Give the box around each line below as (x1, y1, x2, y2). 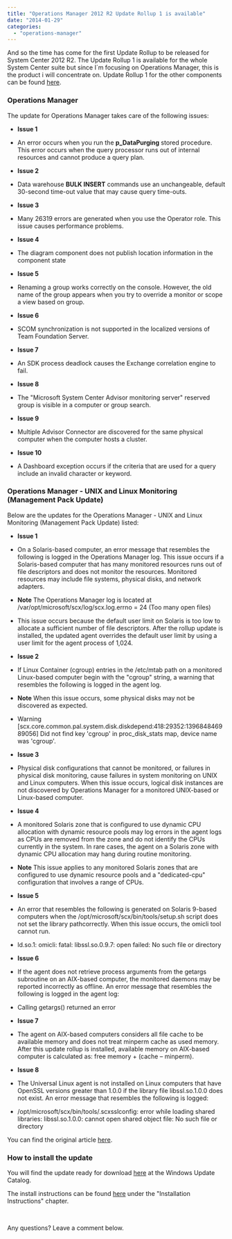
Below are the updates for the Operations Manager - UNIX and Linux (7, 511, 203, 519)
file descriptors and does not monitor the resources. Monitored (17, 567, 197, 575)
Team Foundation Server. (17, 331, 89, 340)
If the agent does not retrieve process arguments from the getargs (17, 967, 206, 976)
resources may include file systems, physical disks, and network (17, 575, 202, 583)
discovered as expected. (17, 701, 88, 709)
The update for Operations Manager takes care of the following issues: (7, 111, 209, 120)
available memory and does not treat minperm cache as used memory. (17, 1037, 220, 1046)
